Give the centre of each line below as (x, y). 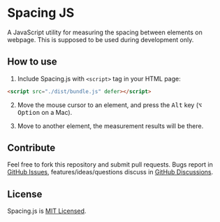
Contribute (31, 148)
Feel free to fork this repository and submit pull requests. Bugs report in (110, 165)
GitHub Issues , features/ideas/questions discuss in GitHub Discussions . (110, 172)
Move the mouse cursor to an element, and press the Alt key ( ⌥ (110, 105)
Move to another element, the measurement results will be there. (110, 126)
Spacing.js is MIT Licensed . (47, 211)
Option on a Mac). (45, 112)
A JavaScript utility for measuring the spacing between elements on (105, 32)
